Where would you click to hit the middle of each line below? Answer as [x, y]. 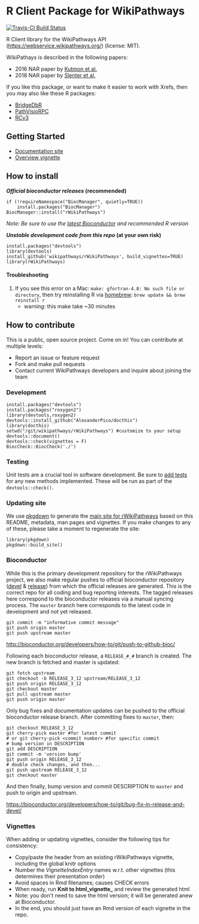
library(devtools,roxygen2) [41, 415]
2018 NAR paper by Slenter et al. [55, 75]
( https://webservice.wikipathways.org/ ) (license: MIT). [73, 46]
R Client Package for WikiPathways [95, 11]
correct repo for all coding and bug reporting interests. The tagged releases [100, 592]
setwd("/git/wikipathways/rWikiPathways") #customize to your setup [94, 431]
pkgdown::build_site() [34, 545]
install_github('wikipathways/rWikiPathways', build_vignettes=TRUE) [95, 256]
